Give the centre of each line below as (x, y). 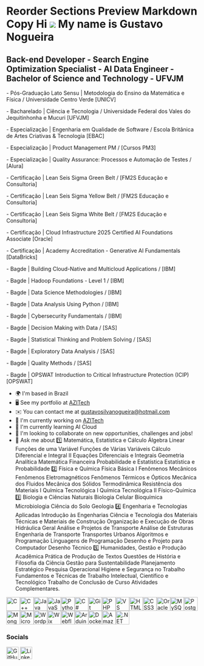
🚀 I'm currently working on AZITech (59, 420)
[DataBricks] (22, 257)
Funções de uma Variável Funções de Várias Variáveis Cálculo (93, 449)
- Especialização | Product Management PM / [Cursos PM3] (81, 148)
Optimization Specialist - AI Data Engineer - (90, 69)
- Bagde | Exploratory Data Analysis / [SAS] (61, 351)
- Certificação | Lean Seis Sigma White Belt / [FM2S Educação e (87, 214)
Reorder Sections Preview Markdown (102, 11)
